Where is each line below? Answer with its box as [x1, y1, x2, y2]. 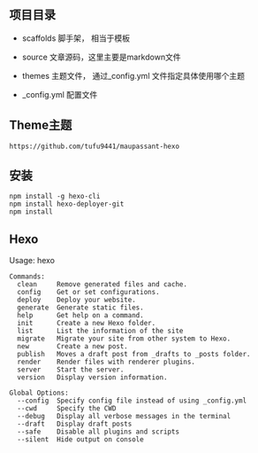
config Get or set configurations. [17, 288, 161, 297]
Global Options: [9, 388, 69, 398]
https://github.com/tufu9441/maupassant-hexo [9, 142, 179, 151]
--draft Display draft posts [17, 419, 133, 429]
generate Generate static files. [17, 303, 144, 312]
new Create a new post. [17, 342, 128, 351]
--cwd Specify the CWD [17, 404, 117, 413]
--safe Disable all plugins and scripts [17, 427, 179, 436]
